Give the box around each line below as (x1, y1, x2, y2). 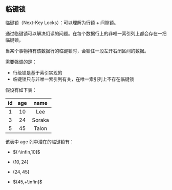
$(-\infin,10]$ (12, 148, 40, 155)
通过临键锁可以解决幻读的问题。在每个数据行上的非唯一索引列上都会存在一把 (5, 30, 167, 36)
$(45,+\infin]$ (12, 179, 42, 185)
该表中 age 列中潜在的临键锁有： (5, 138, 74, 145)
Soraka (32, 116, 49, 123)
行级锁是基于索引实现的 (12, 69, 62, 75)
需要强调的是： (5, 59, 37, 65)
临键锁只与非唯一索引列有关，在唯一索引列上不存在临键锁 (12, 76, 134, 82)
